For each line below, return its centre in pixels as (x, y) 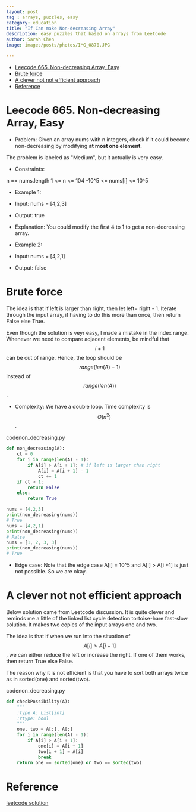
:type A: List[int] (41, 713)
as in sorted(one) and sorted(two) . (48, 679)
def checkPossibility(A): (38, 702)
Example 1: (28, 192)
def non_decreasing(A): (36, 449)
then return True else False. (40, 661)
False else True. (26, 321)
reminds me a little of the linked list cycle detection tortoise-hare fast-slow (97, 618)
